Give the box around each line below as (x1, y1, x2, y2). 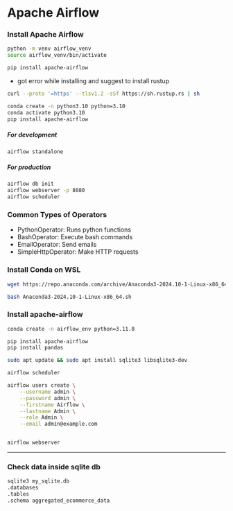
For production (7, 163, 51, 171)
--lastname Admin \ (19, 408, 76, 415)
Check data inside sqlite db (7, 462, 101, 471)
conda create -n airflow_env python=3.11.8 (7, 325, 135, 332)
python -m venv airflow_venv (7, 45, 92, 53)
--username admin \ (19, 388, 76, 395)
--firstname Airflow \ (19, 401, 85, 408)
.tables (7, 491, 30, 498)
